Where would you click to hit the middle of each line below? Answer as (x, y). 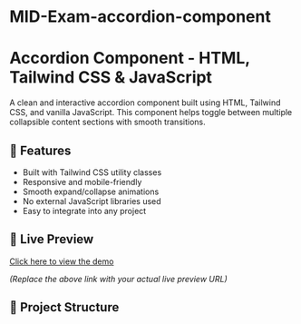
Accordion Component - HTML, (130, 59)
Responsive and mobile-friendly (82, 182)
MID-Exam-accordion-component (141, 17)
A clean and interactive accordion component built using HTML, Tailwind (145, 103)
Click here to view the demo (62, 261)
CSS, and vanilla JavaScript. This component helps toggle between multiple (151, 113)
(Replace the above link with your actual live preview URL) (119, 279)
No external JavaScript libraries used (92, 201)
